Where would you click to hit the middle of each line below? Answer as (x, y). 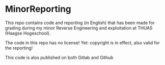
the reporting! (19, 48)
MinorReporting (38, 9)
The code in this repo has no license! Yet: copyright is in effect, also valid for (82, 42)
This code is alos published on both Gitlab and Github (59, 57)
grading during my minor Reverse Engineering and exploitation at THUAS (79, 28)
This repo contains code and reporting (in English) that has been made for (80, 23)
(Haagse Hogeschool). (28, 33)
